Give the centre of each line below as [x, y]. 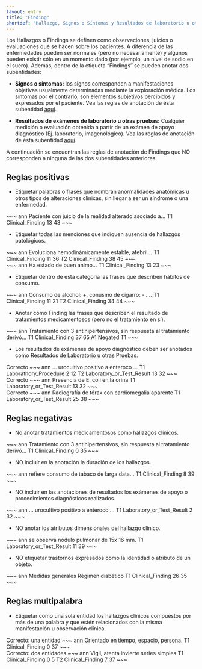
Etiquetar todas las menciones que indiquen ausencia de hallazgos [97, 234]
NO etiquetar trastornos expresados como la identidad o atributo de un [103, 558]
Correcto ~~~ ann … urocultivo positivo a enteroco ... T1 [76, 367]
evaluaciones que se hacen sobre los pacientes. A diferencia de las [90, 46]
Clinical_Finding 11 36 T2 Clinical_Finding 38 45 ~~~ [71, 259]
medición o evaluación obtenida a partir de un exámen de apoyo [94, 128]
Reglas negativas [39, 418]
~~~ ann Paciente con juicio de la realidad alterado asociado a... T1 [89, 216]
